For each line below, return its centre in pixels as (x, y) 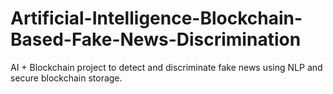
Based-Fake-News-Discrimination (156, 39)
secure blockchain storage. (66, 78)
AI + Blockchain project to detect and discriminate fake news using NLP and (166, 67)
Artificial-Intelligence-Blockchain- (156, 18)
